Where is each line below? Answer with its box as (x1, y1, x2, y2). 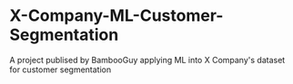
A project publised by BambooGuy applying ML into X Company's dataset (9, 54, 286, 65)
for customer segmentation (9, 64, 112, 75)
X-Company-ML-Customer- (9, 5, 224, 26)
